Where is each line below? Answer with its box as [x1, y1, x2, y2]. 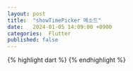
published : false [7, 37, 59, 44]
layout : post [7, 10, 46, 18]
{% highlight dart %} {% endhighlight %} [7, 56, 126, 64]
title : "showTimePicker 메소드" [7, 17, 101, 24]
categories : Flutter [7, 30, 71, 37]
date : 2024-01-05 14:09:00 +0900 [7, 23, 112, 30]
